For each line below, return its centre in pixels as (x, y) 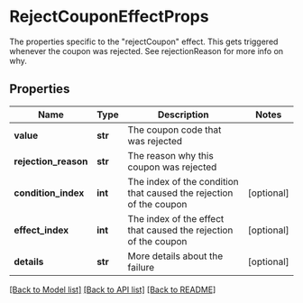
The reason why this (170, 155)
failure (141, 267)
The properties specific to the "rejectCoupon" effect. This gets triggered (144, 41)
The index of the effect (176, 218)
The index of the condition (183, 181)
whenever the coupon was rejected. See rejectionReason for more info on (147, 50)
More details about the (175, 256)
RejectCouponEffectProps (109, 17)
